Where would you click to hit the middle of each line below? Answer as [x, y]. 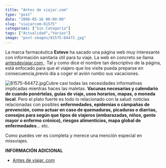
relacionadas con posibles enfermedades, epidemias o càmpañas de [77, 104]
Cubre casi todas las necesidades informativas [94, 83]
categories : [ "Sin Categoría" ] [38, 29]
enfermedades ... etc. [27, 125]
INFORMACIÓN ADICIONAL [34, 150]
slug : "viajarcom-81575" [31, 24]
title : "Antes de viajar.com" [37, 10]
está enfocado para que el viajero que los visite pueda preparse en [74, 68]
